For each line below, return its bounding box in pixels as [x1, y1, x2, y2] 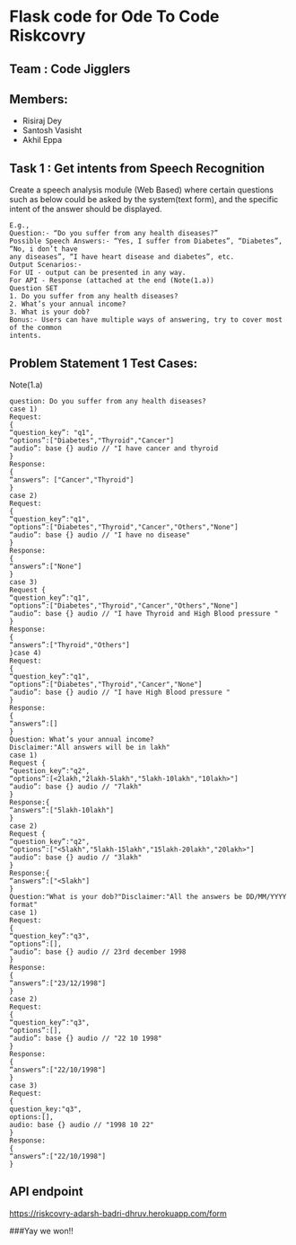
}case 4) [9, 649, 42, 658]
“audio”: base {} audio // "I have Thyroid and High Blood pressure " [9, 609, 279, 618]
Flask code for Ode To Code [9, 6, 220, 27]
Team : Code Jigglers [9, 61, 131, 76]
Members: [9, 92, 69, 107]
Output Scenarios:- [9, 261, 83, 270]
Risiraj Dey [22, 115, 63, 127]
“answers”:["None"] [9, 562, 83, 572]
